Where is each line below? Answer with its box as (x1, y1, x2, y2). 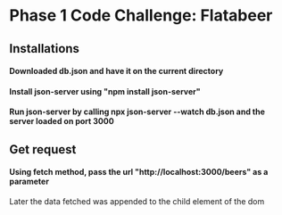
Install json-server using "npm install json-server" (9, 86, 201, 96)
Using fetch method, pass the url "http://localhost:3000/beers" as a (9, 167, 269, 178)
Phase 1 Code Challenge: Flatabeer (9, 5, 273, 26)
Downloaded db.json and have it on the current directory (9, 66, 224, 77)
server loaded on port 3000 (9, 116, 114, 127)
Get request (9, 142, 77, 157)
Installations (9, 41, 80, 56)
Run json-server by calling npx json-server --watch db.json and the (9, 106, 266, 117)
